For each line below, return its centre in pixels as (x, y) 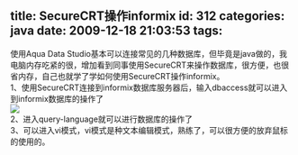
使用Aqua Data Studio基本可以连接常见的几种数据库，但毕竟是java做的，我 (149, 53)
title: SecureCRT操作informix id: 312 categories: (148, 16)
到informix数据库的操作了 (57, 98)
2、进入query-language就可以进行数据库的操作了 (101, 119)
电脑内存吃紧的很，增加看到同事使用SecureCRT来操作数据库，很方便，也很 (149, 65)
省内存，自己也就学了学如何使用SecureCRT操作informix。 (117, 76)
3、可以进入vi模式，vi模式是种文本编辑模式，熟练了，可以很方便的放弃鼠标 (149, 130)
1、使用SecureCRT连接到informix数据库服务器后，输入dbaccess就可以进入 (149, 87)
